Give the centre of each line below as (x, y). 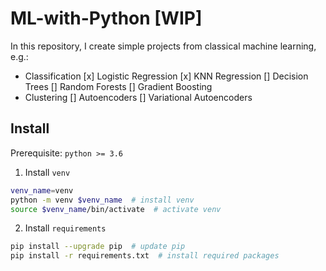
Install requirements (65, 228)
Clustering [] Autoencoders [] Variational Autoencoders (138, 97)
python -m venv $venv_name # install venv (102, 200)
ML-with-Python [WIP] (106, 18)
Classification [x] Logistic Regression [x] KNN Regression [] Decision (166, 76)
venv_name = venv (42, 190)
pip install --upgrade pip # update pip (98, 247)
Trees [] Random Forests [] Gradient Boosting (118, 86)
